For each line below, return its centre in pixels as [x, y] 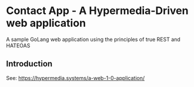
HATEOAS [18, 46]
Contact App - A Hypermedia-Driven [97, 11]
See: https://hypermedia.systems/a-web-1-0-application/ [76, 78]
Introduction [29, 64]
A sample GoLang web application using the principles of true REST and [93, 39]
